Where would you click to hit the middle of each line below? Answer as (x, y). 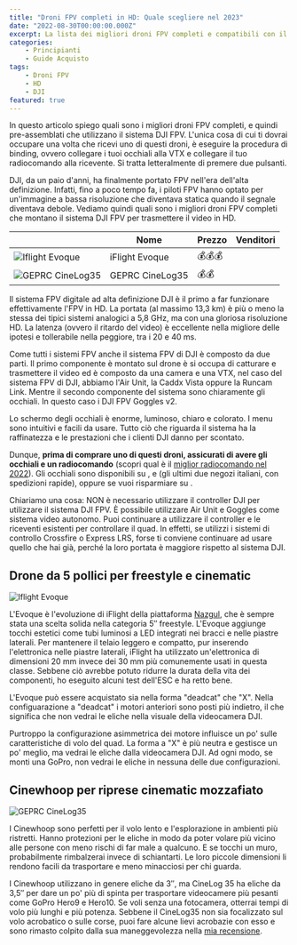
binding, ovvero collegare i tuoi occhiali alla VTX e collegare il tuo (129, 154)
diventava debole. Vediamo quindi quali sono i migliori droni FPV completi (143, 209)
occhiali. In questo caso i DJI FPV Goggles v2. (93, 402)
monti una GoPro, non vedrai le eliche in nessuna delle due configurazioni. (145, 762)
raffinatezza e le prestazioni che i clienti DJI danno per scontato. (127, 437)
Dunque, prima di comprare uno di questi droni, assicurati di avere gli (138, 455)
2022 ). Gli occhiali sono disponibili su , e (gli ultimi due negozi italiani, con (144, 474)
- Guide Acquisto (57, 59)
